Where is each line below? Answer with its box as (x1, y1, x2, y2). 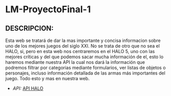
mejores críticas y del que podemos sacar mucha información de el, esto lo (5, 54, 164, 60)
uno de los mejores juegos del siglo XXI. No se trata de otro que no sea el (5, 43, 160, 49)
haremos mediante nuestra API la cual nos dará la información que (5, 59, 145, 65)
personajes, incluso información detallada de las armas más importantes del (5, 70, 166, 76)
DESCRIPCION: (5, 24, 54, 33)
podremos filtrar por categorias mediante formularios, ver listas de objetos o (5, 65, 166, 70)
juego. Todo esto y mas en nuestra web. (5, 76, 90, 81)
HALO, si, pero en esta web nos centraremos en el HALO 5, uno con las (5, 49, 155, 54)
